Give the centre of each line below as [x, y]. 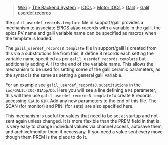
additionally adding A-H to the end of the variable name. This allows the [79, 64]
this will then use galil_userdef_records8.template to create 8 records [78, 95]
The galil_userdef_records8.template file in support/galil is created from [81, 48]
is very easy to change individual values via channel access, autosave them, [84, 126]
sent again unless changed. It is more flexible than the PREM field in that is [82, 121]
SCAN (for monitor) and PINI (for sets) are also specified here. [69, 106]
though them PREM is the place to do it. [46, 137]
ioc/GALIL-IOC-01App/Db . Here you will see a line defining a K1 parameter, [81, 90]
